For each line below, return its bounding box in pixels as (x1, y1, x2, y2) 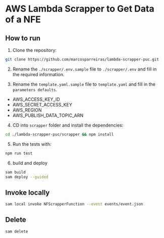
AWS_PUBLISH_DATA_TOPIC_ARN (12, 112, 84, 118)
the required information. (12, 71, 65, 77)
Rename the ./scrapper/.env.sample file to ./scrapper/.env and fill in (12, 66, 157, 72)
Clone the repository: (12, 47, 57, 53)
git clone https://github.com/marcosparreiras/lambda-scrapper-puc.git (5, 57, 159, 62)
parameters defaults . (12, 86, 57, 92)
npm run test (5, 151, 33, 156)
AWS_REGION (12, 107, 42, 113)
